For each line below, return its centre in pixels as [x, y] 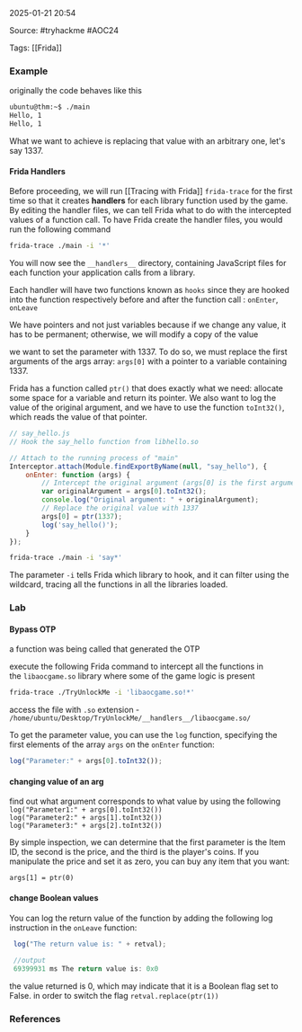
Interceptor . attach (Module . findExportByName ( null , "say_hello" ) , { [138, 467]
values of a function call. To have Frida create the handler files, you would [146, 220]
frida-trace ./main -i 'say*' [66, 558]
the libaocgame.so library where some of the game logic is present [132, 676]
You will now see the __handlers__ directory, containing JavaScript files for [148, 263]
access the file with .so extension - [75, 710]
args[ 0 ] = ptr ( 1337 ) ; [82, 516]
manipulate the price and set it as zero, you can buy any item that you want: [150, 861]
